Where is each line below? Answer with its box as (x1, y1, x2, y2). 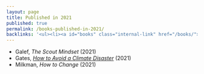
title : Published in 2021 (6, 15, 72, 21)
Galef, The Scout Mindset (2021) (15, 48, 97, 55)
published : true (6, 20, 47, 26)
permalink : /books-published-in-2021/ (6, 25, 104, 32)
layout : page (6, 8, 39, 15)
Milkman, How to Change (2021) (15, 61, 96, 69)
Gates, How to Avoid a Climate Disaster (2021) (15, 55, 132, 62)
